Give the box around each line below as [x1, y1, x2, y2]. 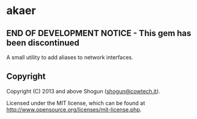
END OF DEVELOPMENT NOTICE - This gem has [6, 28, 191, 38]
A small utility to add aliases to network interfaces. [6, 54, 133, 61]
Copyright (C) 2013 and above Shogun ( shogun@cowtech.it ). [6, 87, 161, 95]
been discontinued [6, 37, 80, 48]
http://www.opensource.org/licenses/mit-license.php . [6, 106, 142, 113]
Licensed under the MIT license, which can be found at [6, 99, 146, 107]
